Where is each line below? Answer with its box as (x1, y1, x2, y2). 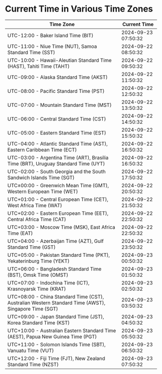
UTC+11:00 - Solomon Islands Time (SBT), (7, 341, 106, 348)
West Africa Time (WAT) (7, 202, 63, 209)
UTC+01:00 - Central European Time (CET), (7, 196, 108, 203)
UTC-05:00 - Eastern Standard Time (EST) (7, 129, 107, 136)
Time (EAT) (7, 230, 33, 237)
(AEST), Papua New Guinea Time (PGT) (7, 333, 97, 340)
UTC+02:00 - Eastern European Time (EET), (7, 209, 108, 216)
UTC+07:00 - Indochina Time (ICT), (7, 279, 90, 286)
